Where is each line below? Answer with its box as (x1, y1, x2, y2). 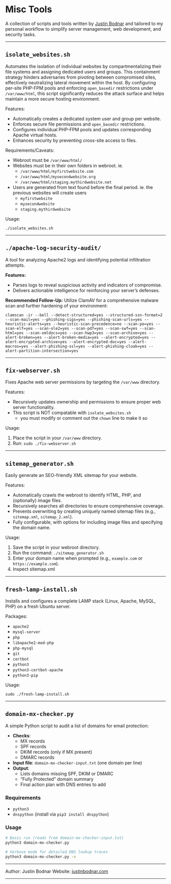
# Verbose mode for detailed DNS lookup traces (5, 849, 108, 855)
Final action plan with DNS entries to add (20, 781, 106, 787)
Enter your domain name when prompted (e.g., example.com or (12, 555, 143, 561)
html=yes (5, 330, 24, 336)
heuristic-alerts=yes (5, 321, 51, 326)
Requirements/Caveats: (5, 147, 54, 153)
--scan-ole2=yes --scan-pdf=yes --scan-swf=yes (35, 326, 138, 331)
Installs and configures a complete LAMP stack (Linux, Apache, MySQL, (5, 598, 156, 604)
